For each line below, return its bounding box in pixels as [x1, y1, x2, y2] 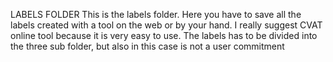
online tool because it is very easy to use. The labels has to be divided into [10, 30, 318, 41]
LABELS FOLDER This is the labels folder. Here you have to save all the [10, 9, 302, 20]
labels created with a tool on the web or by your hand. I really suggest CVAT [10, 19, 323, 31]
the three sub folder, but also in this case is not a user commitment [10, 40, 285, 52]
